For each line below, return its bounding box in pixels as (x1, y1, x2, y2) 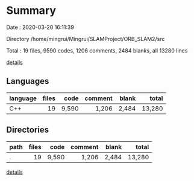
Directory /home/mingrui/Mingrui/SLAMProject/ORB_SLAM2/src (6, 35, 165, 42)
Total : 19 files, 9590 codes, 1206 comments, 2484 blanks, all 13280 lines (6, 46, 188, 54)
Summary (6, 4, 56, 17)
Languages (6, 76, 49, 86)
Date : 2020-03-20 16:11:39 (6, 24, 74, 31)
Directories (6, 125, 49, 135)
